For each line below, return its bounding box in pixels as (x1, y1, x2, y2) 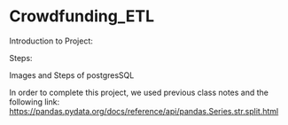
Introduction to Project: (9, 35, 93, 46)
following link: (9, 96, 60, 107)
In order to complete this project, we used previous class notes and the (9, 87, 269, 98)
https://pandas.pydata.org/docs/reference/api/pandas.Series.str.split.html (9, 105, 279, 116)
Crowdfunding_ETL (9, 6, 155, 27)
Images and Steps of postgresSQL (9, 69, 135, 81)
